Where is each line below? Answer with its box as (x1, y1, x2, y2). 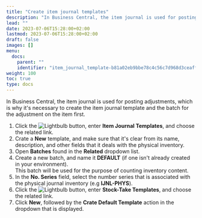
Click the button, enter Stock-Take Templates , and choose (14, 186, 191, 193)
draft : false (6, 37, 39, 43)
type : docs (6, 82, 34, 88)
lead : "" (6, 20, 28, 26)
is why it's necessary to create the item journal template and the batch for (6, 104, 189, 111)
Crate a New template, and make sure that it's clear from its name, (14, 135, 180, 142)
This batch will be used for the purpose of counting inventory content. (14, 167, 189, 174)
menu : (6, 48, 20, 54)
